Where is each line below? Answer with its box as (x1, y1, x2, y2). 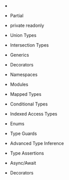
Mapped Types (10, 91, 42, 97)
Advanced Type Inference (10, 140, 64, 146)
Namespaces (10, 71, 38, 78)
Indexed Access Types (10, 111, 57, 117)
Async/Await (10, 160, 36, 166)
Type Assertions (10, 150, 44, 156)
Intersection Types (10, 42, 49, 48)
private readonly (10, 22, 44, 28)
